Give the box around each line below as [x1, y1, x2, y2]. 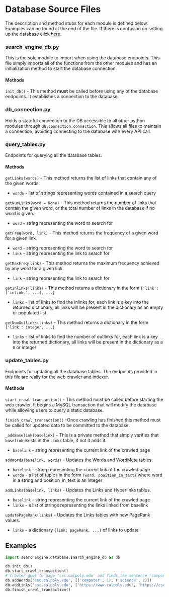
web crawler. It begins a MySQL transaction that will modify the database [5, 401, 157, 408]
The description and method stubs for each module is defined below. [5, 20, 148, 26]
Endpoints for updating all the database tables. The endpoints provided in [5, 368, 157, 374]
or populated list [12, 310, 47, 316]
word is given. [5, 210, 34, 217]
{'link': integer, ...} [5, 325, 55, 330]
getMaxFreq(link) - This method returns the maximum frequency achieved [5, 260, 160, 266]
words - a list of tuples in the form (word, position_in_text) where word [12, 472, 162, 478]
